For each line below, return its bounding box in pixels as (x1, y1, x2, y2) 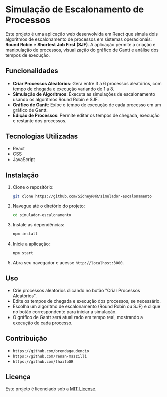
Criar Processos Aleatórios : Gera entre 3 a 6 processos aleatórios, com (12, 80, 162, 86)
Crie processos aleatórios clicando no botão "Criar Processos (12, 287, 140, 293)
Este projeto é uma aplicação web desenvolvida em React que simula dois (5, 31, 158, 37)
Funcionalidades (5, 67, 59, 75)
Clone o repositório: (12, 184, 54, 190)
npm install (12, 231, 38, 237)
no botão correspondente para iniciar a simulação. (12, 308, 117, 315)
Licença (5, 372, 31, 381)
